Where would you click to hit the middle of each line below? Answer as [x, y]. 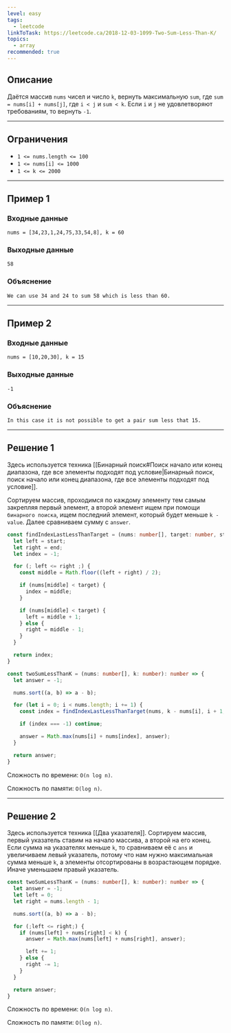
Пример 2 [30, 324]
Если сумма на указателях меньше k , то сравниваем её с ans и [100, 848]
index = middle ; [48, 592]
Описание [30, 80]
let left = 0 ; [33, 895]
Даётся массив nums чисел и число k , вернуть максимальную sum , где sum [115, 97]
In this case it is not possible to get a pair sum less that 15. [104, 421]
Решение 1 [31, 448]
